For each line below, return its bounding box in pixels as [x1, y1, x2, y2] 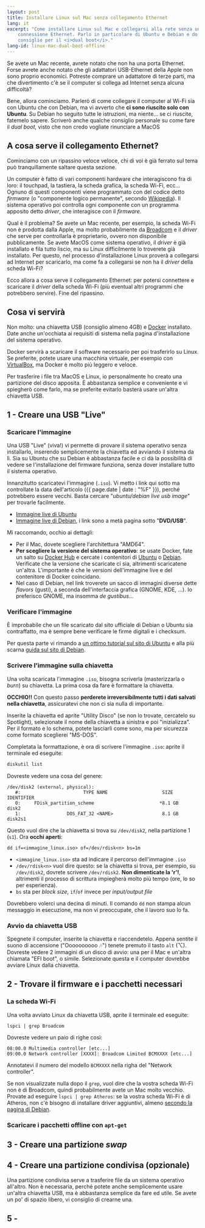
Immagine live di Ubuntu [15, 511, 77, 518]
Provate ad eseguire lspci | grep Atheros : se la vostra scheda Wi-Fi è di [7, 1092, 191, 1100]
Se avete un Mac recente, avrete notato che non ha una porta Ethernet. [7, 59, 185, 67]
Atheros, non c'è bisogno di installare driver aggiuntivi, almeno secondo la [7, 1099, 193, 1106]
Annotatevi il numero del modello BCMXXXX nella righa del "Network [7, 1061, 172, 1068]
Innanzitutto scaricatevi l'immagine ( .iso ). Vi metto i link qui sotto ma [7, 479, 180, 487]
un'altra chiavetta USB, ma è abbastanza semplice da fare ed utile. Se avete [7, 1189, 197, 1196]
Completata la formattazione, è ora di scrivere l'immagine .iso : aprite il [7, 743, 185, 750]
